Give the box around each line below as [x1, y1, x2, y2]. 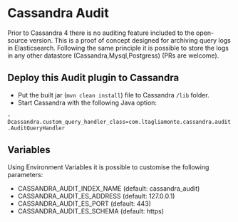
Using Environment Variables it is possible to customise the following [7, 162, 209, 171]
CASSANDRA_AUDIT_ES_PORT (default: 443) [17, 199, 152, 208]
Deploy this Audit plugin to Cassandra [7, 72, 180, 84]
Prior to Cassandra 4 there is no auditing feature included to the [7, 28, 195, 37]
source [7, 36, 29, 44]
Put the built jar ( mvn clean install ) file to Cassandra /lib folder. [17, 90, 209, 99]
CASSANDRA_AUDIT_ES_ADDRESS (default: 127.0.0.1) [17, 191, 175, 200]
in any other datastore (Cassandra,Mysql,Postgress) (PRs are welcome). [7, 51, 219, 60]
